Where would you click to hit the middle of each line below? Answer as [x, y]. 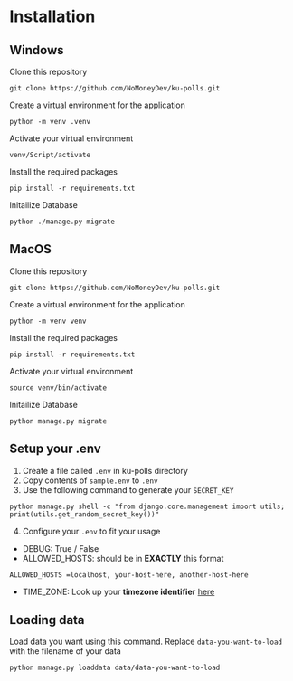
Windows [37, 50]
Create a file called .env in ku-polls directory [105, 470]
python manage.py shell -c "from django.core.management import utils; [147, 506]
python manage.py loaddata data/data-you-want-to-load [115, 668]
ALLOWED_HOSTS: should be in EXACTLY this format [123, 558]
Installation [52, 17]
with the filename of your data [66, 651]
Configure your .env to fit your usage [91, 531]
